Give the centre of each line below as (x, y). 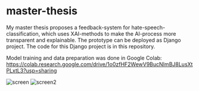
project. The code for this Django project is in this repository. (81, 46)
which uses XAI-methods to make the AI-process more (109, 33)
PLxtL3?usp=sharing (32, 70)
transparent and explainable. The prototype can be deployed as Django (94, 40)
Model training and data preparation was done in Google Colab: (84, 58)
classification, (23, 33)
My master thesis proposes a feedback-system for (68, 27)
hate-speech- (148, 27)
